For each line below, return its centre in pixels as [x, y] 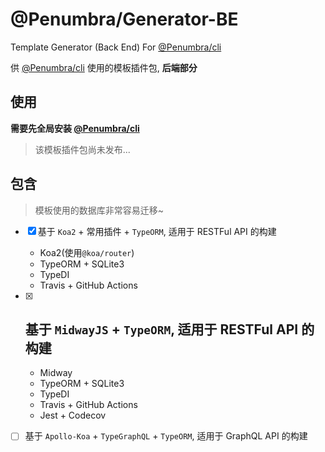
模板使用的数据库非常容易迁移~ [99, 210]
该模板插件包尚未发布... [82, 149]
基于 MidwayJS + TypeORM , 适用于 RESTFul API [161, 329]
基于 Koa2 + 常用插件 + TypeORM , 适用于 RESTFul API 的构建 [157, 231]
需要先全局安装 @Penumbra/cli [75, 128]
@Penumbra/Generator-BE [124, 19]
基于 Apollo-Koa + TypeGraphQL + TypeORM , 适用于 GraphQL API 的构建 [166, 436]
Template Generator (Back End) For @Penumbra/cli [116, 47]
